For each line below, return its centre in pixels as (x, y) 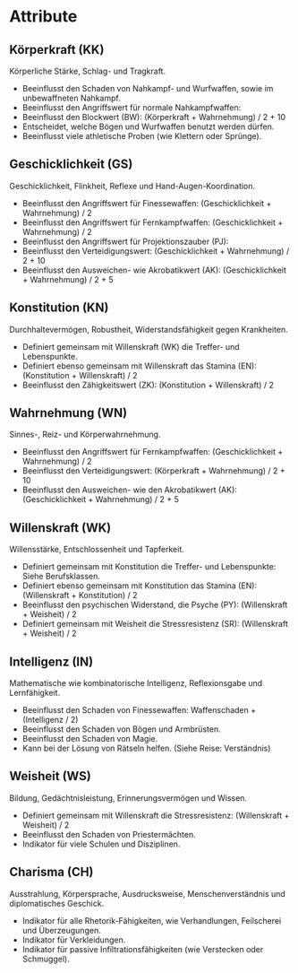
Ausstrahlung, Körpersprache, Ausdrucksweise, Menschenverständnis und (148, 893)
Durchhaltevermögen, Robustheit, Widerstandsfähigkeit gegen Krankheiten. (149, 329)
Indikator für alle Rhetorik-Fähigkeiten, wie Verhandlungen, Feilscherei (152, 920)
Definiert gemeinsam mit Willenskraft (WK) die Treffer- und (131, 346)
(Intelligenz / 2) (50, 720)
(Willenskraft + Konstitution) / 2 (80, 595)
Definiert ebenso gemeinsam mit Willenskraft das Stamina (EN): (139, 366)
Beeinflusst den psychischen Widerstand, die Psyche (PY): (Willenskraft (155, 605)
